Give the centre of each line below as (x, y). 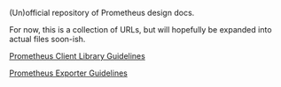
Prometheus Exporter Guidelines (69, 73)
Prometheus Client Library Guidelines (78, 56)
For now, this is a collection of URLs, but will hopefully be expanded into (140, 29)
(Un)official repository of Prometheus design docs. (102, 13)
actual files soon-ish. (47, 39)
